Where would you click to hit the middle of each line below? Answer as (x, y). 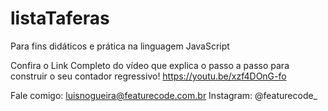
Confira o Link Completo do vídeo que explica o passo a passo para (150, 65)
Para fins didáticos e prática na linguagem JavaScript (120, 46)
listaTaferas (60, 18)
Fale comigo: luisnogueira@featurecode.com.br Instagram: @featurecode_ (164, 95)
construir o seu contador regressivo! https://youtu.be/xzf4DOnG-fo (148, 76)
